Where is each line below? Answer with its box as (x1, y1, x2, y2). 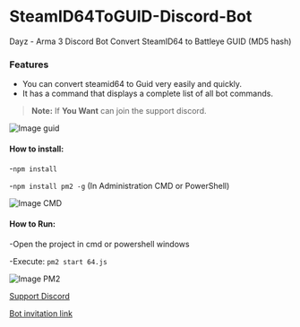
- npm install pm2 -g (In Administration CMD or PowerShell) (9, 181, 230, 192)
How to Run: (9, 219, 56, 229)
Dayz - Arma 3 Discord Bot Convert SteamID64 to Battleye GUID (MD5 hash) (9, 36, 292, 47)
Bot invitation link (9, 307, 73, 319)
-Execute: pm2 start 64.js (9, 255, 107, 266)
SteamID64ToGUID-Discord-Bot (9, 6, 253, 27)
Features (9, 58, 49, 71)
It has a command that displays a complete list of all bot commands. (21, 88, 273, 99)
